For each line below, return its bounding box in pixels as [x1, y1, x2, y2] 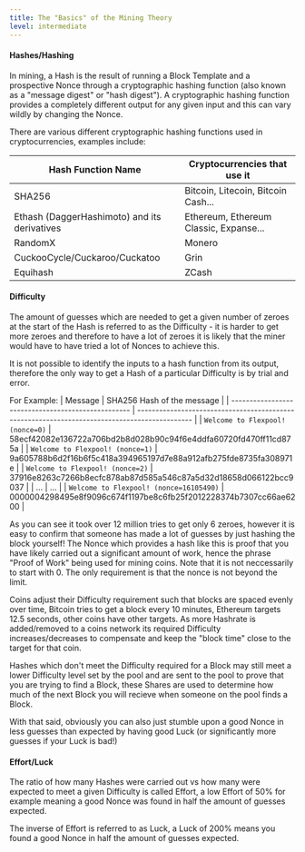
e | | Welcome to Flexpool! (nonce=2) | [9, 462, 153, 473]
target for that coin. [9, 642, 82, 653]
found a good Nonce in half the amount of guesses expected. [9, 833, 240, 844]
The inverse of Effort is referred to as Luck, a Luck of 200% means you [9, 823, 276, 834]
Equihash [14, 265, 54, 278]
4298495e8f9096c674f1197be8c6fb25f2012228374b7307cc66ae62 [39, 491, 296, 502]
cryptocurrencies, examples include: [9, 135, 147, 146]
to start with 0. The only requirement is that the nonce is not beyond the [9, 567, 279, 578]
